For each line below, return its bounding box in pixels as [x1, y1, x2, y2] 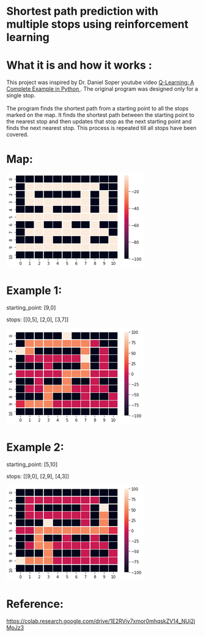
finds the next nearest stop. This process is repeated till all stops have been [6, 124, 197, 132]
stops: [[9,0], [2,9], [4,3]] [6, 472, 69, 479]
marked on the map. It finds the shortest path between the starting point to [6, 112, 194, 119]
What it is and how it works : [6, 58, 153, 72]
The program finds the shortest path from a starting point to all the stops [6, 105, 189, 112]
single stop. [6, 92, 35, 99]
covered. [6, 131, 29, 139]
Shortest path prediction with [6, 4, 159, 18]
